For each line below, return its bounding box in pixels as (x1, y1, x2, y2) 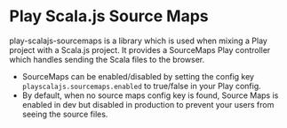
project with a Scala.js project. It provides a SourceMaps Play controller (9, 44, 271, 55)
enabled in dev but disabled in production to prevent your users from (21, 99, 275, 109)
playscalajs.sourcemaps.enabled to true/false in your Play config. (21, 80, 262, 91)
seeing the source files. (21, 109, 108, 119)
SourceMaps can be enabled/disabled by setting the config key (21, 71, 255, 81)
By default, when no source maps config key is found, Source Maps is (21, 90, 279, 101)
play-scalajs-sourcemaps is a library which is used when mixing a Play (9, 35, 268, 46)
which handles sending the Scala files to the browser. (9, 54, 205, 64)
